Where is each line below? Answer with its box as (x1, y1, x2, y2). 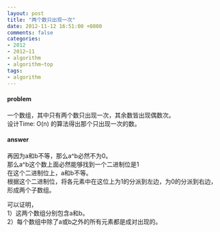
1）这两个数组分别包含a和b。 (7, 209, 89, 217)
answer (7, 136, 29, 144)
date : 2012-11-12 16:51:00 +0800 (7, 23, 102, 29)
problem (7, 94, 32, 103)
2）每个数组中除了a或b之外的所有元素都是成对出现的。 (7, 217, 162, 226)
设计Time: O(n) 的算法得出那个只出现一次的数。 (7, 119, 141, 127)
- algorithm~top (7, 61, 53, 68)
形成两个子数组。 (7, 185, 55, 194)
